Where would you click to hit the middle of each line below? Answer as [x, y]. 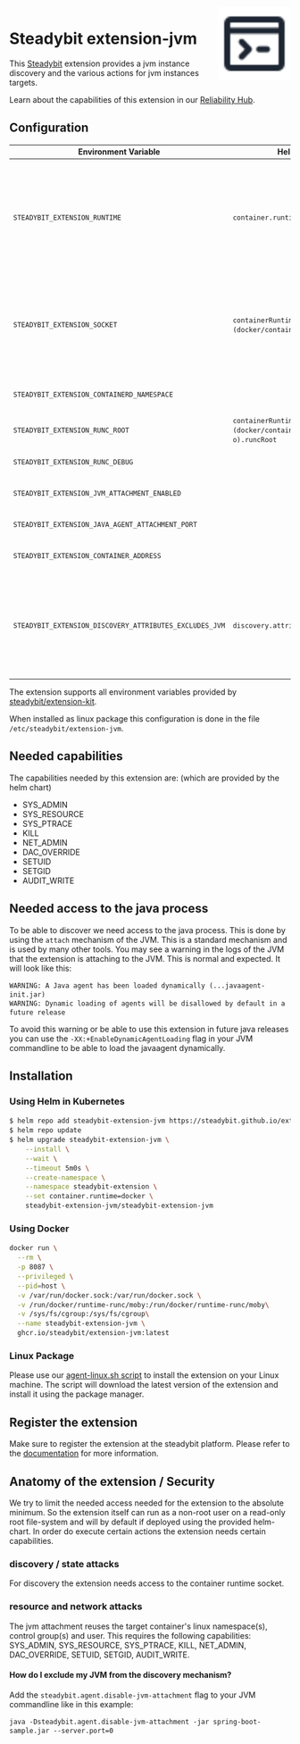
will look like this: [41, 968]
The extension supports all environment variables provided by [123, 692]
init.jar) [28, 994]
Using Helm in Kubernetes [67, 1101]
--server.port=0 [83, 1731]
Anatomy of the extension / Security [112, 1481]
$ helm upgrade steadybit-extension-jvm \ [89, 1140]
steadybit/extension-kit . [53, 701]
